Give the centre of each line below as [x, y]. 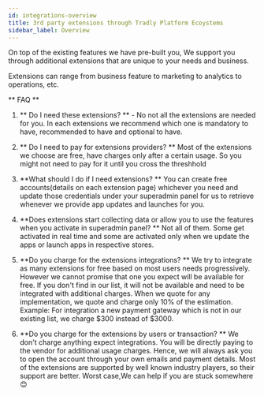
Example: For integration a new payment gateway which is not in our [130, 310]
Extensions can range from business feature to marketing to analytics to [125, 77]
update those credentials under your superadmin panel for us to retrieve [137, 196]
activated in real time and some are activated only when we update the [134, 237]
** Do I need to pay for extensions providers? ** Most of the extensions [136, 148]
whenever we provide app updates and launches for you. [112, 204]
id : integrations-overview [52, 15]
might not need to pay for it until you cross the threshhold [113, 164]
